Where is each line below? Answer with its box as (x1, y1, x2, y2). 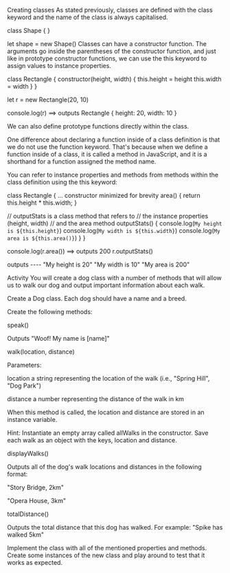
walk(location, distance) (7, 348, 76, 356)
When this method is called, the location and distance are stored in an (7, 408, 205, 416)
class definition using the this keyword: (7, 178, 118, 186)
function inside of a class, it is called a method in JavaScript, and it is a (7, 150, 207, 158)
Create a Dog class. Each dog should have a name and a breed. (7, 295, 187, 302)
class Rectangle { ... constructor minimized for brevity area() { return (7, 192, 200, 199)
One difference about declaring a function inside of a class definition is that (7, 135, 220, 144)
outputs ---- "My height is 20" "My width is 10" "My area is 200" (7, 260, 190, 269)
